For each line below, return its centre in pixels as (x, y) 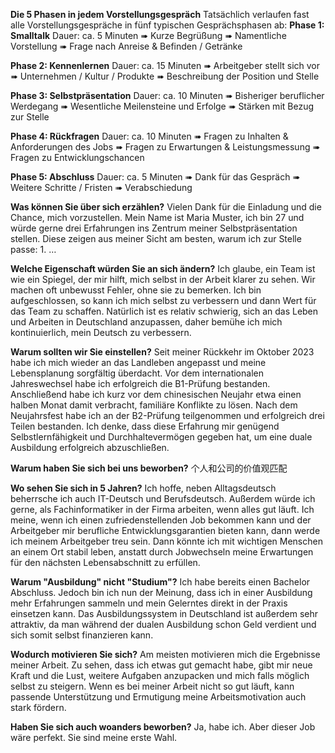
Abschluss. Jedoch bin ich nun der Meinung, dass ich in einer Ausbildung (161, 592)
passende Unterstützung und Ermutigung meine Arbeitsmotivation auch (158, 697)
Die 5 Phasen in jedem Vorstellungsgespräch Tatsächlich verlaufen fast (160, 14)
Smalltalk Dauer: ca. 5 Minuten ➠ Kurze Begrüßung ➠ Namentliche (148, 35)
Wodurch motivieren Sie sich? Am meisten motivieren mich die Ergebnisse (165, 654)
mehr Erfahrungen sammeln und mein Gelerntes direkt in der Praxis (149, 603)
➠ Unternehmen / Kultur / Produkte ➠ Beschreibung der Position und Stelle (165, 76)
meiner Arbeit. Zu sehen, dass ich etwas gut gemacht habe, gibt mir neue (161, 665)
